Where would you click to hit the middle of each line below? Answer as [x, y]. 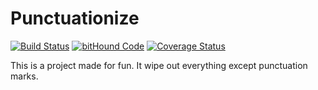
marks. [24, 76]
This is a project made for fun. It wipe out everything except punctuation [159, 65]
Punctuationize [75, 18]
